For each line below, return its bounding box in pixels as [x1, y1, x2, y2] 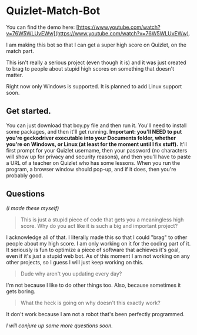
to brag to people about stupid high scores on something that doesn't [6, 65, 175, 72]
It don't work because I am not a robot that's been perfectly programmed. [6, 310, 185, 317]
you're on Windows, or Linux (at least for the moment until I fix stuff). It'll [6, 140, 187, 148]
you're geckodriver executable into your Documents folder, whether [6, 134, 176, 141]
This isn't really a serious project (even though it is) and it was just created [6, 59, 186, 66]
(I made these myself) [6, 204, 59, 211]
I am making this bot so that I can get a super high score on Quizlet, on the [6, 41, 187, 48]
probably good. [6, 172, 44, 179]
